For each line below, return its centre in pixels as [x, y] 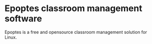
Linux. [11, 37]
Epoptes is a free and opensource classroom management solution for [76, 32]
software [23, 19]
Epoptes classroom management [74, 8]
